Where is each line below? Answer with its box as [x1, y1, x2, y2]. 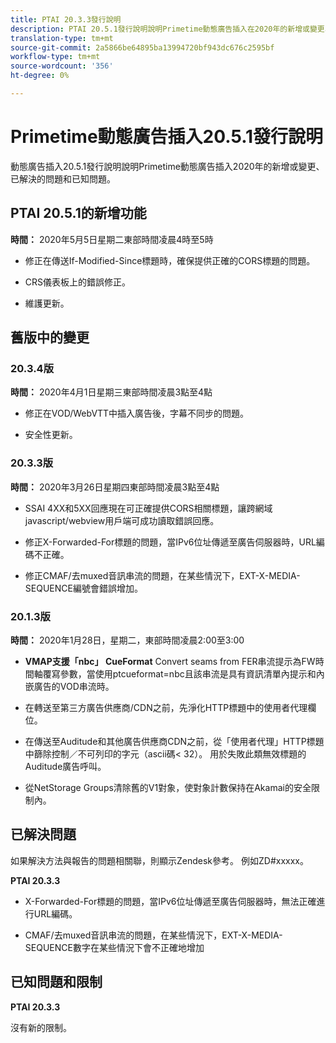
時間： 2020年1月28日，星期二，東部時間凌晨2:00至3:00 [10, 634, 245, 646]
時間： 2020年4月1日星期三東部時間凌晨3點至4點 [10, 386, 213, 398]
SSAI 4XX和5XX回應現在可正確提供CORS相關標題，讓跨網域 [24, 502, 273, 514]
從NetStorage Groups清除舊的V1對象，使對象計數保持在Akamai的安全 [24, 781, 312, 793]
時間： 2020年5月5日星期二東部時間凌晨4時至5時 [10, 233, 214, 245]
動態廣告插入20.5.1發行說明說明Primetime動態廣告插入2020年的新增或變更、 [10, 160, 325, 172]
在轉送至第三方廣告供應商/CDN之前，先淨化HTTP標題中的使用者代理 [24, 701, 308, 713]
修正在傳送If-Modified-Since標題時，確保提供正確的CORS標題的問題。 [24, 254, 316, 266]
